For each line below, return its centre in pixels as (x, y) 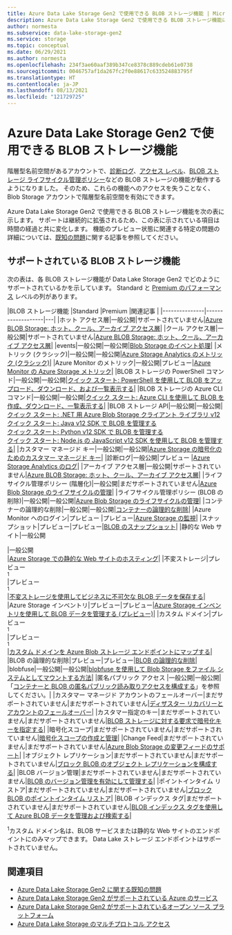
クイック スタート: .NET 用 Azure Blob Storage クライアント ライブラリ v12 (114, 414)
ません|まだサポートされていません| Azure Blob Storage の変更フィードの (110, 747)
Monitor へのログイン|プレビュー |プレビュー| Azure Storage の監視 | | (105, 518)
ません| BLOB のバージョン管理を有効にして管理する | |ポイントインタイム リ (114, 781)
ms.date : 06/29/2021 (37, 52)
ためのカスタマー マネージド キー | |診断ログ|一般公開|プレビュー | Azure (109, 457)
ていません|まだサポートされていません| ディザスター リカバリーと (130, 703)
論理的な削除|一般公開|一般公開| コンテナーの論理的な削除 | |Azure (118, 509)
